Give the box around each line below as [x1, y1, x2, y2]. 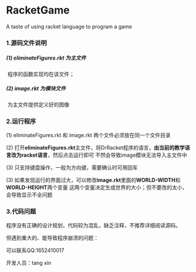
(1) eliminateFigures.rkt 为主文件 [6, 54, 86, 62]
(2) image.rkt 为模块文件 [6, 85, 66, 92]
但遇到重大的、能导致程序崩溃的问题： [6, 234, 99, 241]
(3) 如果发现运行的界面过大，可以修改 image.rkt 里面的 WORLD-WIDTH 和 [6, 177, 181, 184]
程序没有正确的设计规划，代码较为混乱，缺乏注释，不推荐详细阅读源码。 [6, 222, 181, 229]
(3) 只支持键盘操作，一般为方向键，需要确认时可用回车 [6, 164, 138, 171]
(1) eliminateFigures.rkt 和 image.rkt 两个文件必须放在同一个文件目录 [6, 132, 171, 139]
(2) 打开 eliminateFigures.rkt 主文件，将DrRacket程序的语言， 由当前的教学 [6, 144, 185, 151]
